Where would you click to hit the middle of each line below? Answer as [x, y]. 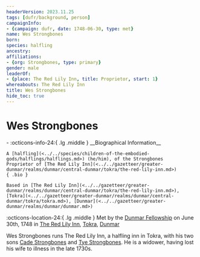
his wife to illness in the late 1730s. [49, 249]
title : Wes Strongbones [36, 90]
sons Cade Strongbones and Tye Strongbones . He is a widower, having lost [100, 242]
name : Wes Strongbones [35, 34]
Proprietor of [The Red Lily [43, 164]
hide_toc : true [25, 96]
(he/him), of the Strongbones [125, 159]
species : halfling [29, 46]
